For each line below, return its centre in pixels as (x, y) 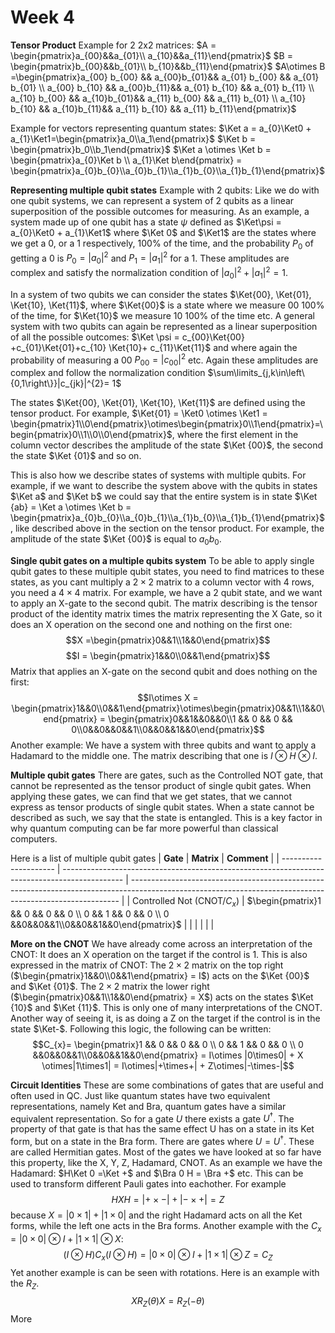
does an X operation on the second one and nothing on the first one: (151, 624)
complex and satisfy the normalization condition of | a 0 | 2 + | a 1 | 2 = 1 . (149, 273)
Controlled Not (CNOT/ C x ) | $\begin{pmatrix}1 (226, 901)
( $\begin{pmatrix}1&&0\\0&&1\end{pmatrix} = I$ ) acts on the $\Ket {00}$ (160, 975)
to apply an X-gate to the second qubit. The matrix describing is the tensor (164, 603)
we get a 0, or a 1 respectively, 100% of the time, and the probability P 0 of (162, 244)
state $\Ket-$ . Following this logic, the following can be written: (141, 1028)
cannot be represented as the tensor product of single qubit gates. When (161, 785)
